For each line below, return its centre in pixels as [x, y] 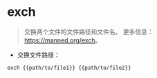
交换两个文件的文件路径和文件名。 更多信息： [89, 31]
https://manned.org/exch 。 [63, 40]
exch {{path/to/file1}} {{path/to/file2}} [69, 68]
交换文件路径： [38, 55]
